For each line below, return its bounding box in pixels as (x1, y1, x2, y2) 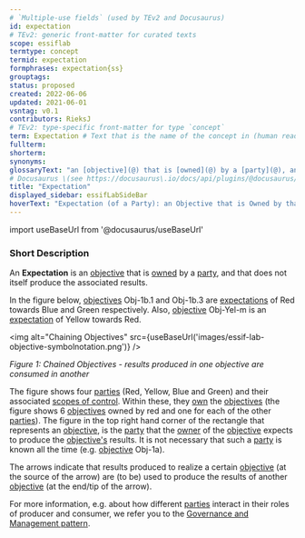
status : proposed (9, 81, 75, 90)
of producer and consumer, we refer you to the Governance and (9, 508, 250, 519)
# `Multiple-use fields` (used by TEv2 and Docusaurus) (9, 13, 225, 23)
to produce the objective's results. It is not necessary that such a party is (9, 434, 282, 445)
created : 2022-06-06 (9, 89, 88, 98)
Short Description (9, 246, 90, 259)
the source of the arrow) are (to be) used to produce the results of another (9, 472, 288, 483)
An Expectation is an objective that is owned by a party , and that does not (9, 267, 288, 278)
